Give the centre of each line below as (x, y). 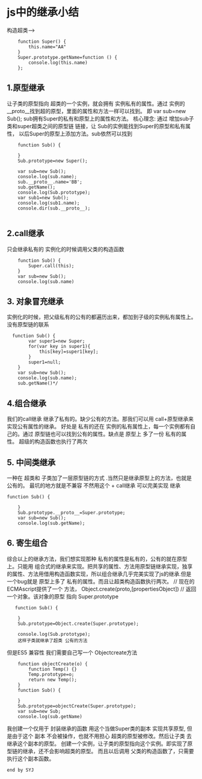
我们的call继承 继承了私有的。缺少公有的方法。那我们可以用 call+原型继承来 (100, 419)
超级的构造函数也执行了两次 (53, 442)
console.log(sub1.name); (49, 203)
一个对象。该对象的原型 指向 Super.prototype (63, 596)
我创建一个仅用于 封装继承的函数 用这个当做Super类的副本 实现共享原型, (96, 728)
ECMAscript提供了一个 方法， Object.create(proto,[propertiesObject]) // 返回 (102, 589)
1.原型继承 (26, 88)
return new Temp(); (53, 680)
